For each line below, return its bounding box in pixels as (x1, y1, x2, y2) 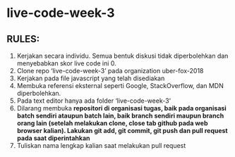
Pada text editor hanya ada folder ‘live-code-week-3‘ (16, 96, 171, 105)
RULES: (6, 33, 40, 45)
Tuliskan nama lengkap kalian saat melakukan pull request (16, 142, 186, 149)
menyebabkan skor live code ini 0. (16, 59, 117, 68)
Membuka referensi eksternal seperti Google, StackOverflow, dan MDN (16, 82, 224, 89)
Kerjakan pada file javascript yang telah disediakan (16, 74, 165, 82)
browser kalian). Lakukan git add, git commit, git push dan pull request (16, 127, 228, 134)
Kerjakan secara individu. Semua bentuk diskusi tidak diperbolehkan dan (16, 51, 229, 60)
